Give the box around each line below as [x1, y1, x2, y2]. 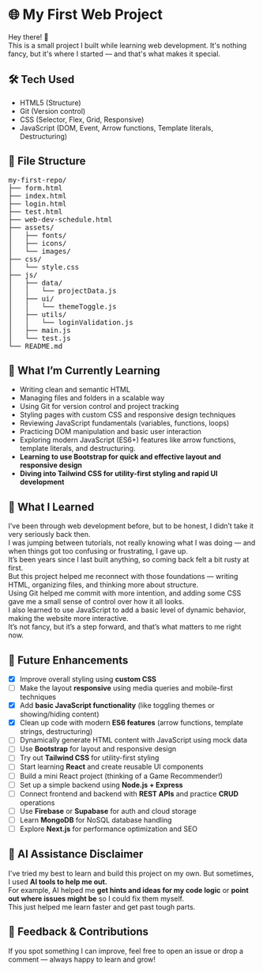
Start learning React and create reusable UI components [19, 762, 204, 772]
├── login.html [8, 199, 67, 208]
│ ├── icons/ [8, 239, 67, 248]
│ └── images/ [8, 247, 71, 255]
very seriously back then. [8, 530, 91, 539]
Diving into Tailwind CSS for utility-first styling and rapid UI [19, 469, 218, 478]
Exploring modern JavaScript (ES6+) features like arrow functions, [19, 435, 236, 444]
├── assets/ [8, 223, 54, 232]
